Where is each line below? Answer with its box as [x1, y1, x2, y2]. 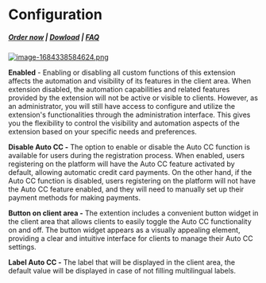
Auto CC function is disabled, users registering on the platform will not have [8, 176, 256, 186]
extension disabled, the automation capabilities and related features [8, 85, 230, 95]
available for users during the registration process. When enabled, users [8, 151, 245, 161]
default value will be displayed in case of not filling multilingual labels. [8, 266, 237, 276]
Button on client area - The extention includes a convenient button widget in [8, 208, 259, 218]
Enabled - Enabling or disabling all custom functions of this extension [8, 68, 236, 77]
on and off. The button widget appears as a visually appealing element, [8, 225, 241, 235]
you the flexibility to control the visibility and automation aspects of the [8, 118, 240, 128]
